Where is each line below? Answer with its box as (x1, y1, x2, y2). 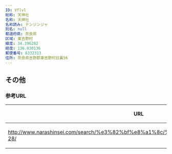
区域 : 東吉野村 (5, 36, 33, 42)
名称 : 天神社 (5, 17, 29, 22)
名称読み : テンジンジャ (5, 22, 48, 27)
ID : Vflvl (5, 7, 27, 13)
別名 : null (5, 27, 27, 32)
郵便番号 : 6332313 (5, 50, 42, 55)
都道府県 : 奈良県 (5, 31, 37, 36)
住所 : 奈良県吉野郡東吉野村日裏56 (5, 55, 68, 61)
